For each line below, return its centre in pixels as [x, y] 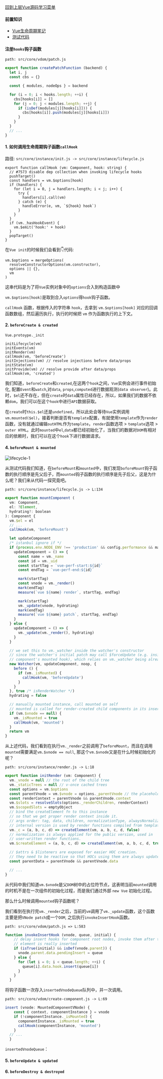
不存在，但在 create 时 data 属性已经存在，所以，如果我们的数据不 [88, 395]
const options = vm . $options [39, 789]
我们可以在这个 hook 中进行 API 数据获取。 [60, 402]
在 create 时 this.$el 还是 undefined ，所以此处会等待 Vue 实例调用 [67, 412]
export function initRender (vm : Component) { [53, 776]
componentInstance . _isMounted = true [56, 1021]
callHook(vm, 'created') [30, 374]
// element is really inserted [45, 944]
